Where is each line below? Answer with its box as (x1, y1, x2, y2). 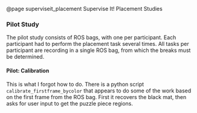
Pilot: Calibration (6, 66, 50, 74)
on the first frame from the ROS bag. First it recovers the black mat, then (6, 93, 187, 100)
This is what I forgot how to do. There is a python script (6, 80, 144, 88)
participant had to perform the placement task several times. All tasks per (6, 40, 189, 48)
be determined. (6, 53, 45, 60)
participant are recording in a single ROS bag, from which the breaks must (6, 47, 191, 54)
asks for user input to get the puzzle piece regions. (6, 100, 133, 107)
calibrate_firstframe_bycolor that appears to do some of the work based (6, 87, 192, 94)
